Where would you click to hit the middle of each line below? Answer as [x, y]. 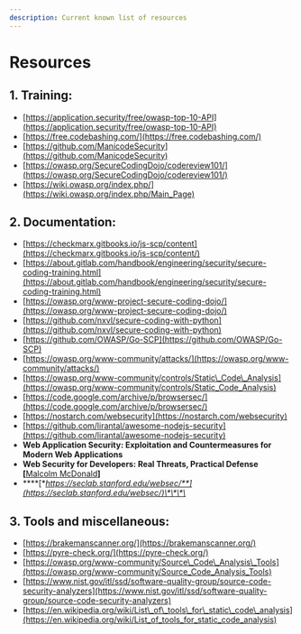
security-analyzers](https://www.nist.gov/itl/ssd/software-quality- [145, 591]
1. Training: [41, 96]
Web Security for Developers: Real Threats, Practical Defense [140, 464]
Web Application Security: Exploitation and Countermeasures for [147, 445]
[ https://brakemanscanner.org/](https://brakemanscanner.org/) [139, 543]
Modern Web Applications [73, 455]
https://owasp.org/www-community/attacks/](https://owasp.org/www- [157, 359]
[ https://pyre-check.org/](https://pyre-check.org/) [115, 553]
